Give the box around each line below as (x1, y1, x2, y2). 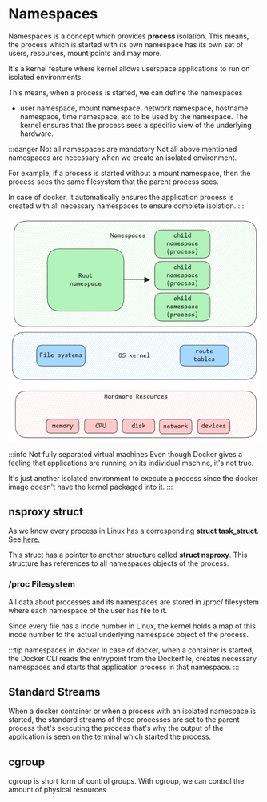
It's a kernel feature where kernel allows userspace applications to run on (8, 63, 250, 73)
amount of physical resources (8, 785, 106, 795)
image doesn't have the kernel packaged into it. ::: (8, 482, 173, 491)
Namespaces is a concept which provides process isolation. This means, (8, 31, 249, 41)
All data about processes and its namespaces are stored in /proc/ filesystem (8, 597, 260, 607)
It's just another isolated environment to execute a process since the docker (8, 473, 258, 483)
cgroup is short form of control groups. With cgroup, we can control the (8, 776, 245, 786)
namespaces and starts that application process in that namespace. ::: (8, 662, 240, 672)
